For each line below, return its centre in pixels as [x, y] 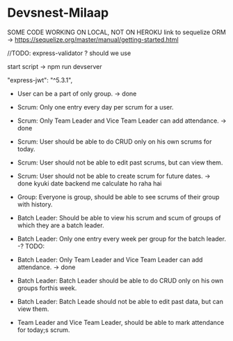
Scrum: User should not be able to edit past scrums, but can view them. [120, 162]
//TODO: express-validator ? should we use [69, 53]
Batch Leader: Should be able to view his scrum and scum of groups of [119, 218]
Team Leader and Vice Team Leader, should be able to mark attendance [121, 322]
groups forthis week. [47, 288]
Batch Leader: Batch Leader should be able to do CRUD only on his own [120, 280]
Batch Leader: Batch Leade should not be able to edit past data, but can [120, 301]
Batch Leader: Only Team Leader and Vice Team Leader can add [110, 259]
